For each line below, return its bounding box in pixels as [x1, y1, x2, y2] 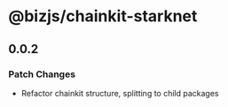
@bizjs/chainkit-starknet [8, 6, 198, 27]
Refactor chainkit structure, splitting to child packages [20, 88, 219, 98]
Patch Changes [8, 68, 76, 80]
